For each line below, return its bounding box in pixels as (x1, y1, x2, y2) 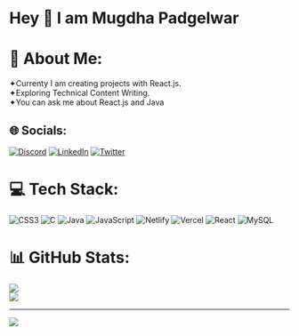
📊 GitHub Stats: (9, 248, 131, 268)
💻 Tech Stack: (9, 180, 119, 199)
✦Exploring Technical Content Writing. (9, 88, 150, 99)
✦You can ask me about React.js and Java (9, 97, 165, 108)
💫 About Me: (9, 49, 103, 69)
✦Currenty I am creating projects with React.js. (9, 78, 182, 89)
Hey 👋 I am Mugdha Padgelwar (9, 8, 239, 28)
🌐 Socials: (9, 123, 68, 138)
